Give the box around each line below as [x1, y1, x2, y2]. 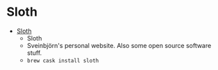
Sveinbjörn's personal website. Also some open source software [26, 41, 212, 49]
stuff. [26, 49, 42, 57]
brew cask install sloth [26, 57, 99, 64]
